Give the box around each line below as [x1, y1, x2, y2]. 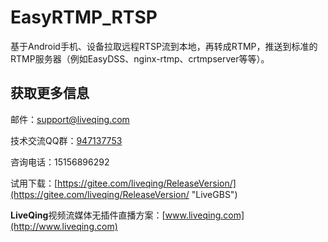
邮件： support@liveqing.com [10, 113, 130, 125]
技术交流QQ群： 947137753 [10, 134, 123, 146]
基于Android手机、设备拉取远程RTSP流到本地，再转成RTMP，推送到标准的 [10, 40, 318, 52]
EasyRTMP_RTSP [10, 6, 158, 29]
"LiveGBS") [191, 188, 238, 200]
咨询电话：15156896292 [10, 156, 110, 168]
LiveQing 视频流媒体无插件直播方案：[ [10, 209, 166, 221]
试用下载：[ [10, 177, 58, 189]
